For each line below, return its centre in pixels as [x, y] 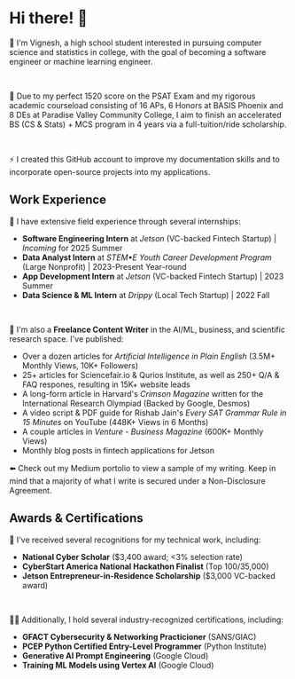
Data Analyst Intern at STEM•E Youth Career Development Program [147, 257]
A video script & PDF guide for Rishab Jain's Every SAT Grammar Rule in [154, 413]
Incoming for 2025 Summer [72, 248]
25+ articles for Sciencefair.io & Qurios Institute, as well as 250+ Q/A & [151, 375]
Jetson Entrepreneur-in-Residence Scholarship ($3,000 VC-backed [149, 575]
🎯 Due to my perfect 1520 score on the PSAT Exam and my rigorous [132, 96]
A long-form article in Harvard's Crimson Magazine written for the [143, 393]
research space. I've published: [66, 339]
